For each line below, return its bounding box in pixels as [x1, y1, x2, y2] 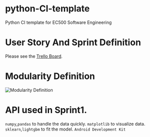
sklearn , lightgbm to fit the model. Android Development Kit [5, 126, 126, 132]
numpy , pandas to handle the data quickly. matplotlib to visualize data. [5, 121, 146, 127]
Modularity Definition [5, 70, 95, 82]
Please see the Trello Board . [5, 53, 63, 59]
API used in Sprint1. [5, 105, 87, 116]
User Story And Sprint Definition [5, 37, 142, 48]
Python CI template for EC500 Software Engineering [5, 19, 112, 25]
